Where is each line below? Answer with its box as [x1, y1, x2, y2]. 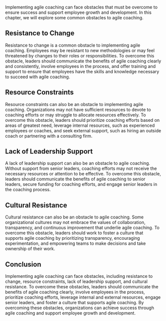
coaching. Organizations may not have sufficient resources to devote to [5, 107, 151, 112]
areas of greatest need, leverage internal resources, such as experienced [5, 122, 155, 128]
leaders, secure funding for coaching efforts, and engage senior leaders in [5, 181, 158, 187]
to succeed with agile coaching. [5, 74, 70, 80]
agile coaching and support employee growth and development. [5, 310, 136, 316]
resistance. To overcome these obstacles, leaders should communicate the [5, 284, 159, 290]
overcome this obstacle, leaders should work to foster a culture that [5, 230, 144, 236]
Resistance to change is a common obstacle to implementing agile [5, 42, 140, 48]
